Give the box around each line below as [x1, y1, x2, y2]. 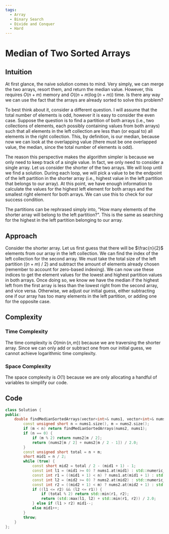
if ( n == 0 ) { [23, 431, 53, 436]
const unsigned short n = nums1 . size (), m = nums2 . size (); [23, 421, 150, 426]
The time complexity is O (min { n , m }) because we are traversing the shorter [5, 339, 161, 345]
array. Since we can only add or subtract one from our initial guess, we [5, 345, 152, 351]
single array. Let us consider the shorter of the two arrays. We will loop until [5, 164, 162, 171]
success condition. [5, 197, 44, 203]
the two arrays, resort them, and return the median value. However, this [5, 86, 153, 93]
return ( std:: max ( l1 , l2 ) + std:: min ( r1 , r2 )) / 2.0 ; [41, 496, 156, 501]
